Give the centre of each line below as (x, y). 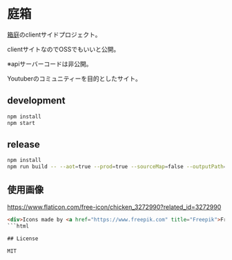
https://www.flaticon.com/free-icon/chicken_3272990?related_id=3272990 (114, 207)
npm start (21, 123)
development (36, 101)
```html (18, 226)
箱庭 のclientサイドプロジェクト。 (54, 34)
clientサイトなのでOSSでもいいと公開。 (64, 49)
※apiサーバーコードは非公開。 (50, 63)
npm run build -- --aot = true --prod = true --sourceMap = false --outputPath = (117, 167)
